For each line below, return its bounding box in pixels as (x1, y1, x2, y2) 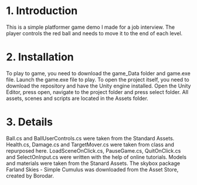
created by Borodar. (6, 172, 55, 179)
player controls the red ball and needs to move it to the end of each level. (6, 29, 183, 36)
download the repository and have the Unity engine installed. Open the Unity (6, 82, 191, 89)
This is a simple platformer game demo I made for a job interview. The (6, 23, 175, 31)
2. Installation (6, 51, 74, 64)
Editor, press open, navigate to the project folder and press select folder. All (6, 88, 189, 95)
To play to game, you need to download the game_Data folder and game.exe (6, 69, 191, 77)
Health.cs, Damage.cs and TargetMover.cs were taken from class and (6, 141, 175, 148)
